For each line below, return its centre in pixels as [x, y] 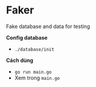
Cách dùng [20, 60]
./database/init [34, 49]
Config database [27, 37]
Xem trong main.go [37, 78]
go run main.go [33, 72]
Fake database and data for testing [48, 26]
